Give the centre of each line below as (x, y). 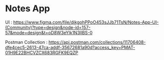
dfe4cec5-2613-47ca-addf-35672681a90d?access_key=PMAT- (70, 47)
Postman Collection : (26, 42)
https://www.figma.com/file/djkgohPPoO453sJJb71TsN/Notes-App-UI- (86, 22)
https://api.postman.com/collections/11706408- (97, 42)
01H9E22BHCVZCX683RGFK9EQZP (42, 53)
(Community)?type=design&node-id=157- (48, 27)
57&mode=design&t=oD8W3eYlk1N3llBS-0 (49, 32)
